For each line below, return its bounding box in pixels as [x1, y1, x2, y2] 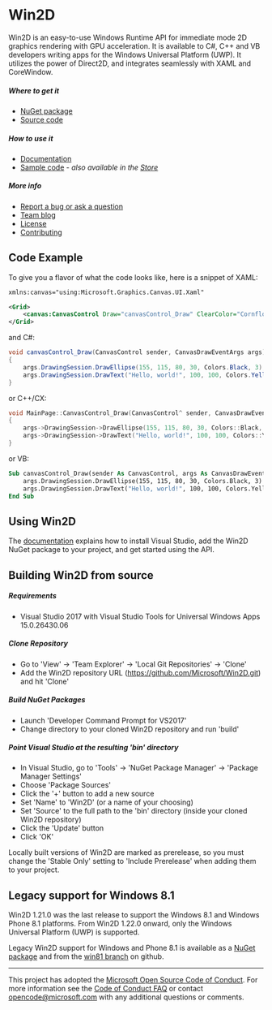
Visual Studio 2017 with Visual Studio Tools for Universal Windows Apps [19, 611, 261, 621]
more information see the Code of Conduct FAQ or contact [8, 984, 204, 994]
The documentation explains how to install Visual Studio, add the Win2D [8, 536, 249, 546]
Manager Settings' [19, 771, 83, 781]
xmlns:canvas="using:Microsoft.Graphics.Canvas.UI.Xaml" [8, 288, 205, 296]
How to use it [8, 133, 54, 143]
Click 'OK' [19, 832, 54, 842]
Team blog [19, 209, 57, 220]
